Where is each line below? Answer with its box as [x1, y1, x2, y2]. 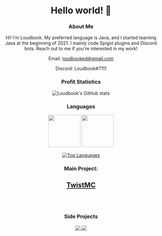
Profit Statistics [61, 78, 101, 85]
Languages [66, 103, 96, 110]
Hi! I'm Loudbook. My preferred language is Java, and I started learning [6, 34, 156, 41]
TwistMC [66, 181, 96, 190]
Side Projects [64, 213, 98, 220]
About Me [68, 23, 94, 30]
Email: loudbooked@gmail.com [48, 56, 114, 62]
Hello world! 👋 [50, 5, 112, 16]
